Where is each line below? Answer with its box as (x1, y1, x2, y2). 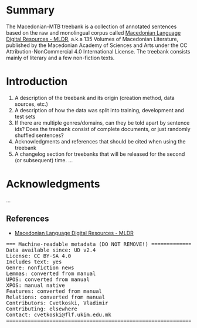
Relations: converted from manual (6, 293, 106, 300)
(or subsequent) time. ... (14, 156, 73, 163)
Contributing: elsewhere (6, 305, 77, 312)
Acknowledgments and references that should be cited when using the (14, 138, 186, 145)
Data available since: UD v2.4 (6, 246, 96, 253)
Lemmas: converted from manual (6, 270, 96, 277)
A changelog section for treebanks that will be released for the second (14, 150, 185, 158)
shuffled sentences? (14, 132, 64, 139)
